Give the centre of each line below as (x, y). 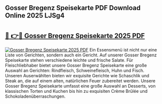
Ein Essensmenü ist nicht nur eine (123, 50)
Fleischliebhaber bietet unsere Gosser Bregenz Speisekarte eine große (76, 65)
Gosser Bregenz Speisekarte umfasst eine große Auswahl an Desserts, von (80, 86)
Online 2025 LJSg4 (35, 16)
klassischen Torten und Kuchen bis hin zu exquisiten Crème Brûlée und (76, 91)
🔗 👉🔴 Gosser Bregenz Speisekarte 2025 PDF (75, 36)
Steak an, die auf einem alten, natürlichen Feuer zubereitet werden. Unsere (80, 81)
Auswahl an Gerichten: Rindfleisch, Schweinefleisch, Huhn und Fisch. (75, 70)
